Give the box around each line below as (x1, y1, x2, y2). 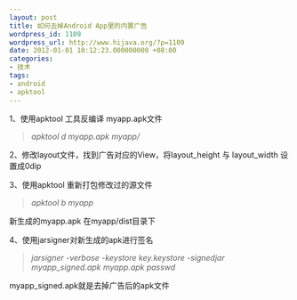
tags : (9, 71, 29, 80)
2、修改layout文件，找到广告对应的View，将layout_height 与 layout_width (9, 149, 278, 160)
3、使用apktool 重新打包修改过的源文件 (9, 179, 153, 190)
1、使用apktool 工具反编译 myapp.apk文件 (9, 113, 163, 124)
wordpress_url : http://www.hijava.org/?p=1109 (9, 37, 185, 47)
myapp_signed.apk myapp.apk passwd (30, 262, 176, 272)
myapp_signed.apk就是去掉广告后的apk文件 (9, 280, 170, 290)
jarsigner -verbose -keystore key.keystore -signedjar (30, 252, 225, 263)
